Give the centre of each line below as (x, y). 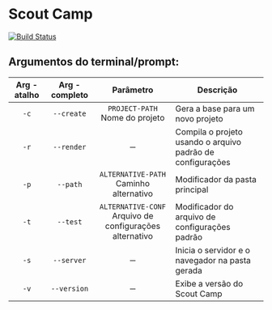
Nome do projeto (133, 117)
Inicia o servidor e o (213, 250)
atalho (27, 95)
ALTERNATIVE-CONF (133, 206)
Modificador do (204, 206)
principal (192, 189)
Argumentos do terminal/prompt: (94, 62)
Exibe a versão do (209, 283)
